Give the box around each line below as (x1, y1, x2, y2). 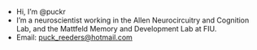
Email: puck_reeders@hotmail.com (15, 32, 133, 42)
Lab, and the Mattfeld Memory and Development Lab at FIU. (15, 24, 217, 33)
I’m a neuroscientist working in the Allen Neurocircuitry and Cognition (15, 15, 250, 25)
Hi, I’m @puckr (15, 7, 67, 16)
